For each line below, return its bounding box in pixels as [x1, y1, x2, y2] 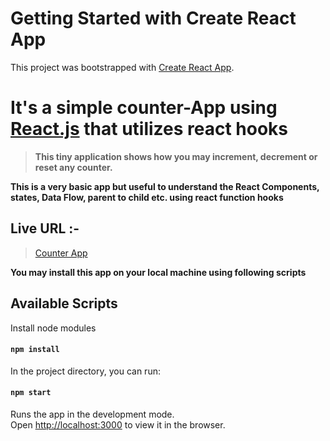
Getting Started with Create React [10, 7, 297, 30]
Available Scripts [10, 295, 118, 312]
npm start [10, 388, 52, 398]
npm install [10, 345, 60, 355]
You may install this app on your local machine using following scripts [10, 266, 307, 278]
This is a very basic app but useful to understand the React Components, [10, 180, 320, 192]
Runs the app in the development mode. [10, 408, 175, 420]
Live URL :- [10, 220, 80, 237]
